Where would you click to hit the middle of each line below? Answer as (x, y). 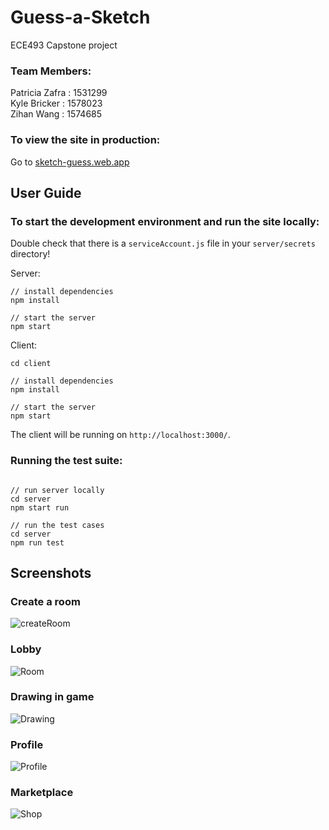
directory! (30, 254)
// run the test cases (57, 525)
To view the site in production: (85, 140)
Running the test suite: (66, 461)
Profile (27, 744)
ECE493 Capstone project (64, 45)
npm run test (37, 542)
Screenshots (51, 572)
